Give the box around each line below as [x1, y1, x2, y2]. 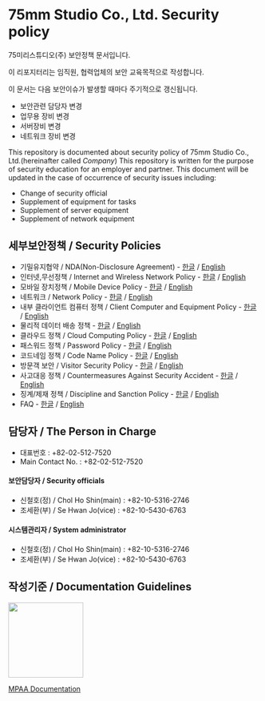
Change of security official [19, 188, 108, 198]
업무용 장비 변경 [19, 111, 69, 121]
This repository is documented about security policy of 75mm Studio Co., [8, 147, 249, 157]
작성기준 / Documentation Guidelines [8, 580, 192, 594]
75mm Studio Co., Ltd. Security [8, 6, 220, 24]
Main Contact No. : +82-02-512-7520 [19, 457, 144, 466]
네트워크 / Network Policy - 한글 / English [19, 292, 153, 301]
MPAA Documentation [8, 683, 81, 694]
